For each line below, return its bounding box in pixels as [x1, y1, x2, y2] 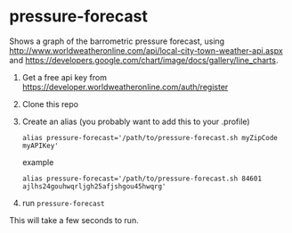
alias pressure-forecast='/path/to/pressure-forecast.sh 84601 [21, 174, 263, 183]
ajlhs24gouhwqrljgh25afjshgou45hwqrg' [21, 181, 166, 191]
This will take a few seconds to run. [9, 214, 140, 225]
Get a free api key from [21, 71, 107, 82]
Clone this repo [21, 98, 78, 109]
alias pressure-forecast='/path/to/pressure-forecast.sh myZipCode [21, 133, 278, 142]
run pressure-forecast [21, 197, 105, 208]
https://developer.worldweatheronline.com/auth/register [21, 81, 229, 92]
